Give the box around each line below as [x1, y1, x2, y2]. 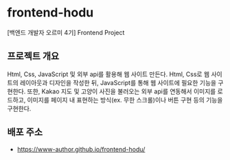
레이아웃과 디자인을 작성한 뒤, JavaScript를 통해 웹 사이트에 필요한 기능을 [19, 78, 217, 87]
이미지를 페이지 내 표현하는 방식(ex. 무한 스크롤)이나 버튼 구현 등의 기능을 [27, 95, 223, 104]
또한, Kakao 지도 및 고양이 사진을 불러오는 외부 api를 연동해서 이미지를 [27, 87, 216, 95]
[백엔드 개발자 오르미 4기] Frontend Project [7, 28, 125, 36]
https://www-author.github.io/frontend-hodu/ [16, 145, 146, 153]
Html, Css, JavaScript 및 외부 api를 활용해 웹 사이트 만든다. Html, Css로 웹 [7, 70, 210, 78]
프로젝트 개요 [7, 50, 60, 62]
